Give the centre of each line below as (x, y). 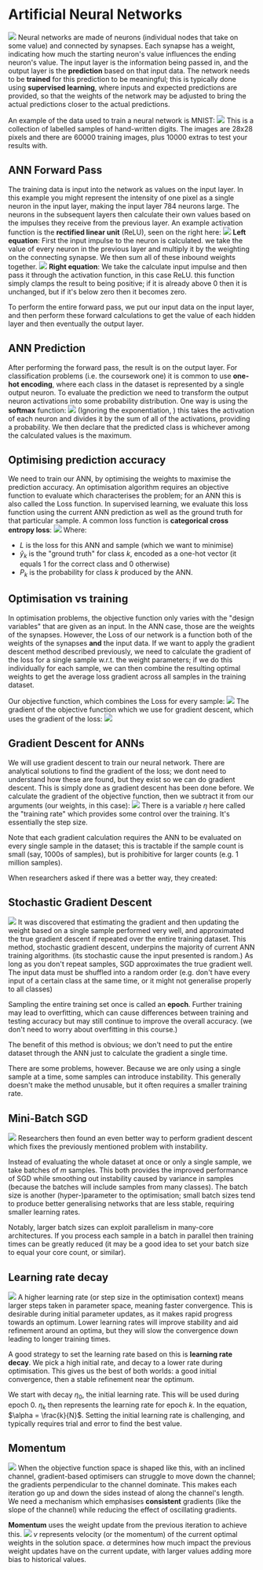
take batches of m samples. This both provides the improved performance (128, 1170)
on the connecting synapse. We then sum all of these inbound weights (122, 257)
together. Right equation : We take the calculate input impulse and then (128, 266)
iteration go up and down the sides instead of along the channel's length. (126, 1493)
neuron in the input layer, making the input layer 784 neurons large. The (124, 206)
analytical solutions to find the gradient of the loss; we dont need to (117, 771)
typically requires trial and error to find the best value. (95, 1424)
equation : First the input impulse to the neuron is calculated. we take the (126, 240)
